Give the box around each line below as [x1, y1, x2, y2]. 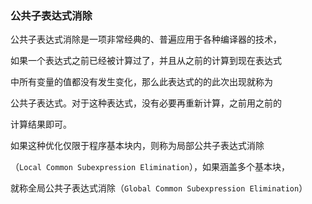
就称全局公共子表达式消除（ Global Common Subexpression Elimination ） [10, 182, 308, 194]
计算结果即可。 [10, 118, 72, 131]
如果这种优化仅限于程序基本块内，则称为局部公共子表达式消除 [10, 140, 265, 152]
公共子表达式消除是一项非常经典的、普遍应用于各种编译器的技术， [10, 33, 282, 46]
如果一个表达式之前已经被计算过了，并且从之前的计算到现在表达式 [10, 55, 282, 67]
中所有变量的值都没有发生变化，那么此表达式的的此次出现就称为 [10, 76, 273, 88]
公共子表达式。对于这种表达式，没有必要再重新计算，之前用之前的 [10, 97, 282, 109]
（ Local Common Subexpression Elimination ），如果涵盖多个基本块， [10, 161, 291, 173]
